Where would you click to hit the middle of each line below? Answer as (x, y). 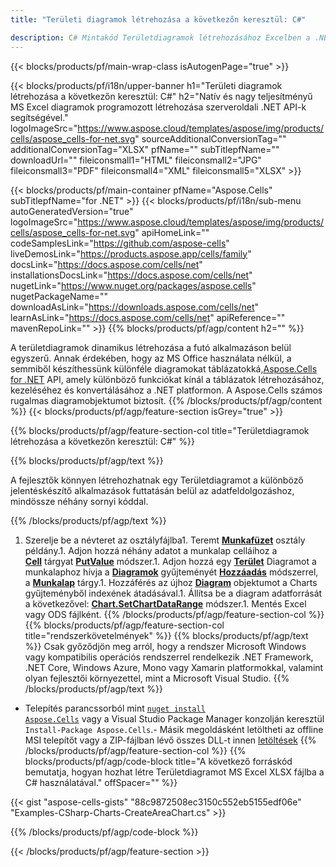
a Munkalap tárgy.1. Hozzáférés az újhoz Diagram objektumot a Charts (171, 582)
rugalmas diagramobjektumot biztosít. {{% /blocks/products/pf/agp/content (166, 400)
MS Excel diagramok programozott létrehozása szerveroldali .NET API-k (158, 107)
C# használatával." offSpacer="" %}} (101, 782)
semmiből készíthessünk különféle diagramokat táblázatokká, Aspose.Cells (164, 368)
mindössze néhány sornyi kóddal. (79, 501)
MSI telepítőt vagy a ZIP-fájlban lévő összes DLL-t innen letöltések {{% (170, 740)
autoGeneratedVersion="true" (72, 211)
